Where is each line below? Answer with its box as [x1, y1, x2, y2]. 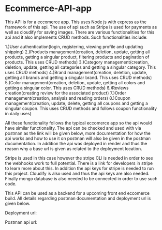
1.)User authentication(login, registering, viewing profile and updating [5, 44, 143, 49]
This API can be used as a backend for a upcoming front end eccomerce [5, 190, 150, 196]
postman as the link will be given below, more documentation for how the [5, 130, 151, 136]
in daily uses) [5, 110, 32, 116]
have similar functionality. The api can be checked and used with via [5, 125, 141, 131]
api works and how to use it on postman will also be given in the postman [5, 135, 151, 141]
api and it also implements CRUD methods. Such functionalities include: [5, 34, 147, 40]
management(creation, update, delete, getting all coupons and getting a [5, 100, 148, 106]
